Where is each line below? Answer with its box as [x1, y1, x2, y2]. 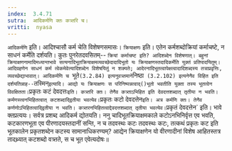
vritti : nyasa [7, 23, 53, 30]
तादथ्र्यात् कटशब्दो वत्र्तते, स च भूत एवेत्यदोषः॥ [7, 135, 109, 144]
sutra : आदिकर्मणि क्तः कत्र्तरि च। [7, 17, 88, 24]
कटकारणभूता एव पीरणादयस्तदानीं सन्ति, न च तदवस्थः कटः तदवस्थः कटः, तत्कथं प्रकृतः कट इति [7, 119, 218, 128]
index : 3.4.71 [7, 10, 53, 18]
